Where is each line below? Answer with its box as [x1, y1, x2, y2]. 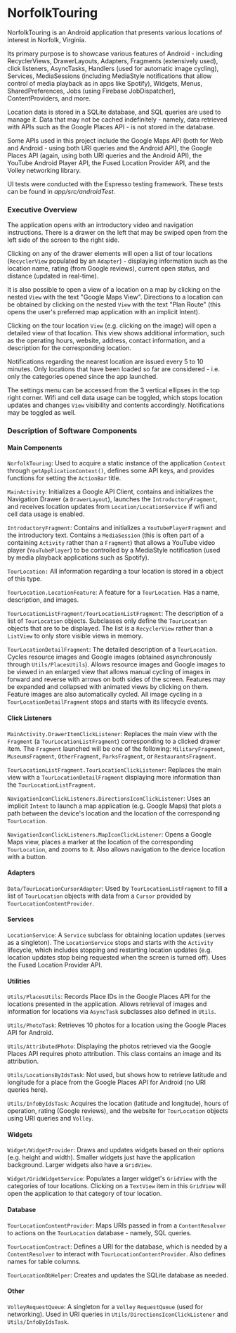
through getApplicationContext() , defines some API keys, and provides [7, 466, 215, 475]
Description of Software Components [7, 426, 138, 436]
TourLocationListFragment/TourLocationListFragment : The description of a [7, 610, 223, 618]
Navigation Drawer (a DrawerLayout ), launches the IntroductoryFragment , [7, 495, 218, 503]
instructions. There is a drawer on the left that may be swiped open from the [7, 228, 228, 237]
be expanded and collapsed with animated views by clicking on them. [7, 683, 209, 691]
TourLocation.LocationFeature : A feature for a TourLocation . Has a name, [7, 588, 220, 597]
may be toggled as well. [7, 408, 76, 417]
